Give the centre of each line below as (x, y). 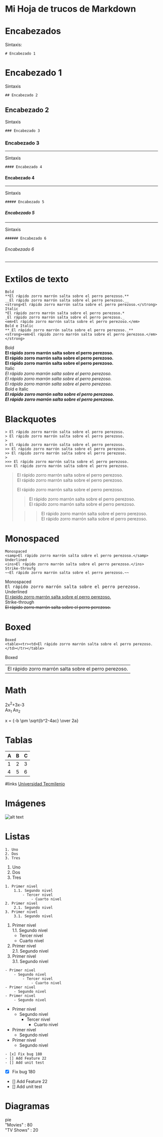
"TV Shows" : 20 (22, 1130)
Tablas (19, 740)
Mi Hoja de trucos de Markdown (71, 9)
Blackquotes (31, 419)
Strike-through (20, 602)
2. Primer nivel (21, 903)
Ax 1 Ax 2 (13, 710)
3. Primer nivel (21, 912)
